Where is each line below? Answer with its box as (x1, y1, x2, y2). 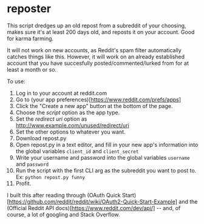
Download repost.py (15, 134, 67, 141)
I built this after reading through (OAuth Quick (7, 191, 121, 199)
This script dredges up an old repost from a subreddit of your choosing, (7, 22, 186, 29)
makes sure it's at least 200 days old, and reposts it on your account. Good (7, 28, 195, 35)
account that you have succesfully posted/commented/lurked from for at (7, 59, 189, 67)
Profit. (15, 180, 32, 187)
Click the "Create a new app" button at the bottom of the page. (15, 102, 173, 109)
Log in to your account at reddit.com (15, 89, 107, 97)
